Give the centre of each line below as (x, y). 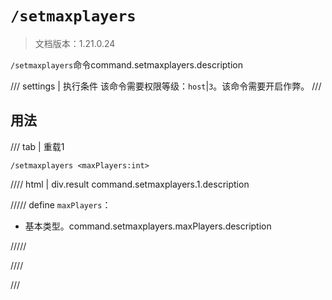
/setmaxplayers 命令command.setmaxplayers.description (126, 64)
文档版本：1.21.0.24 (75, 43)
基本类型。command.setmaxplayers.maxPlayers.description (148, 226)
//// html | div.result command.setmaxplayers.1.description (130, 184)
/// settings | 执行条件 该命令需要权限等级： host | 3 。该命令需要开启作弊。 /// (166, 86)
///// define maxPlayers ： (61, 204)
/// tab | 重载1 (37, 146)
